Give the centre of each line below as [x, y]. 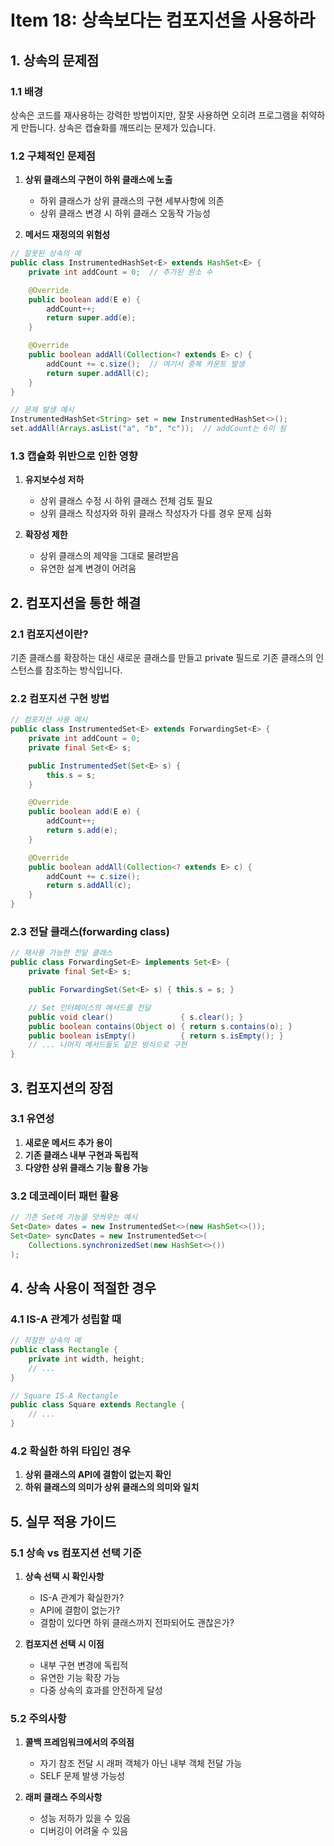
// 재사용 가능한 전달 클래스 [61, 953]
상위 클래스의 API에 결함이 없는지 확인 [98, 1475]
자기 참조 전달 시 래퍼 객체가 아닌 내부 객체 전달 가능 [141, 1763]
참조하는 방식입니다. [83, 670]
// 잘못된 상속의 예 [46, 254]
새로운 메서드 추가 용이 [68, 1142]
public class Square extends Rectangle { [98, 1405]
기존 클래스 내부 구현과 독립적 [81, 1155]
